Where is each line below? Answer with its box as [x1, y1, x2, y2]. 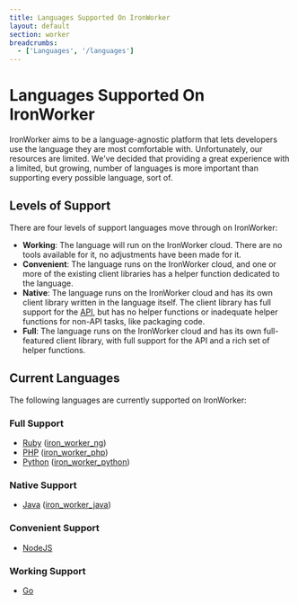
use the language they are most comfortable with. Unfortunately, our [9, 144, 263, 155]
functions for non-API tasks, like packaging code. [22, 315, 206, 326]
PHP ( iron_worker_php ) [22, 447, 109, 457]
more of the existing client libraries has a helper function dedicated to [22, 268, 280, 279]
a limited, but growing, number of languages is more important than [9, 163, 259, 173]
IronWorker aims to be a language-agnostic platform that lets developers [9, 134, 278, 145]
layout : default [9, 22, 70, 31]
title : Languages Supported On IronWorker [9, 13, 171, 22]
